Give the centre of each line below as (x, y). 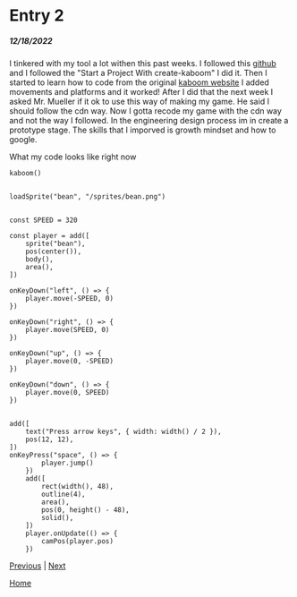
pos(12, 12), (50, 439)
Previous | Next (38, 566)
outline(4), (64, 495)
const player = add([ (50, 236)
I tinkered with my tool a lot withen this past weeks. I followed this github (143, 64)
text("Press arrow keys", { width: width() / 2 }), (123, 432)
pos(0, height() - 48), (85, 510)
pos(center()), (54, 252)
